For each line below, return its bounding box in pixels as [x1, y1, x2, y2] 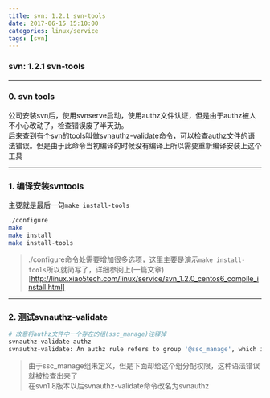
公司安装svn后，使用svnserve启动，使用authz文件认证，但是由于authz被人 [8, 110, 257, 120]
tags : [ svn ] [8, 34, 48, 43]
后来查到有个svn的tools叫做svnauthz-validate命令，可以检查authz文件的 [8, 131, 248, 140]
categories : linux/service [8, 27, 99, 35]
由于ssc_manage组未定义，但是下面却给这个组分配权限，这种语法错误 [27, 360, 260, 371]
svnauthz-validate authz [8, 338, 92, 346]
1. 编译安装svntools [8, 180, 84, 192]
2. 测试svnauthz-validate [8, 311, 108, 322]
